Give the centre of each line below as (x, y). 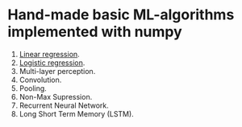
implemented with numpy (95, 32)
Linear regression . (49, 54)
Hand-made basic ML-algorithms (121, 15)
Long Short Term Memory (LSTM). (76, 113)
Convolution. (40, 80)
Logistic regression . (52, 63)
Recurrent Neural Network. (64, 105)
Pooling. (33, 88)
